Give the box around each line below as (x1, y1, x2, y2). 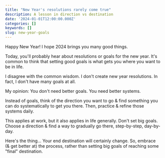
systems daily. (5, 108, 34, 114)
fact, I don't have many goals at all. (5, 79, 76, 84)
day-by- (144, 123, 161, 129)
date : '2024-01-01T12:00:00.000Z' (5, 16, 76, 21)
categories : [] (5, 21, 36, 26)
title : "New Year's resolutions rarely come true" (5, 7, 111, 12)
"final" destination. (5, 149, 43, 154)
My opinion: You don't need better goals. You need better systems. (5, 88, 141, 94)
